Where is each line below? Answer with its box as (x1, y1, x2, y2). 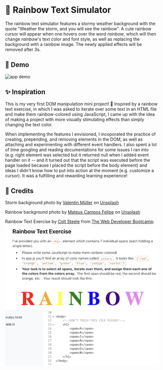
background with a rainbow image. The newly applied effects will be (5, 41, 143, 47)
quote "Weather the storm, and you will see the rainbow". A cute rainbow (5, 25, 152, 31)
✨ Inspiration (5, 88, 45, 96)
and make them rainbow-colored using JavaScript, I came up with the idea (5, 111, 155, 117)
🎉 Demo (5, 61, 29, 69)
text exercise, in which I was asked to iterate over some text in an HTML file (5, 106, 157, 112)
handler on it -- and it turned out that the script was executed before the (5, 157, 150, 163)
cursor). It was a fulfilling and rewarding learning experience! (5, 173, 128, 178)
